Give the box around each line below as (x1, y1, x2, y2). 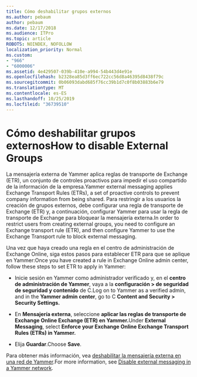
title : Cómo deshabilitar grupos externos (6, 8, 111, 15)
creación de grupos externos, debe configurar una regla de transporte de (6, 202, 184, 209)
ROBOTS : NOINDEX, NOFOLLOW (6, 42, 72, 47)
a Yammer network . (6, 365, 54, 372)
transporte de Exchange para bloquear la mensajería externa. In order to (6, 215, 179, 222)
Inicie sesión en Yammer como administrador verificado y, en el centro (14, 274, 186, 281)
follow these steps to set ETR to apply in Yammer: (6, 263, 126, 270)
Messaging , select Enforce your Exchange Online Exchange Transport (14, 323, 189, 330)
